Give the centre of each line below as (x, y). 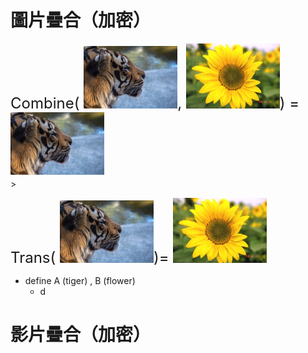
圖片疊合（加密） (81, 20)
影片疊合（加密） (81, 335)
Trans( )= (90, 258)
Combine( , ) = (155, 103)
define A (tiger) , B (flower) (80, 281)
